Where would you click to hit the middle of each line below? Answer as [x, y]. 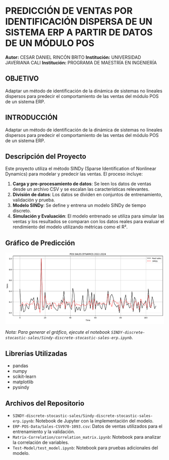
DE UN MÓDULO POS [50, 43]
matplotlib [23, 382]
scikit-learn [24, 377]
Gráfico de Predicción [40, 243]
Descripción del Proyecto [46, 156]
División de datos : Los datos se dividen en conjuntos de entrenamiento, [87, 195]
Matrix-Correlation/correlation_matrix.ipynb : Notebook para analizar [87, 437]
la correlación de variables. [41, 442]
